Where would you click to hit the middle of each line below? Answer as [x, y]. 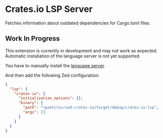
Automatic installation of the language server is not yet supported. [73, 56]
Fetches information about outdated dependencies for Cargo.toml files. [78, 23]
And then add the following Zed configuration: [52, 75]
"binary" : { [31, 103]
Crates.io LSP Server [49, 9]
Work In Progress [33, 39]
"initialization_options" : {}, [51, 98]
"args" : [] [34, 112]
